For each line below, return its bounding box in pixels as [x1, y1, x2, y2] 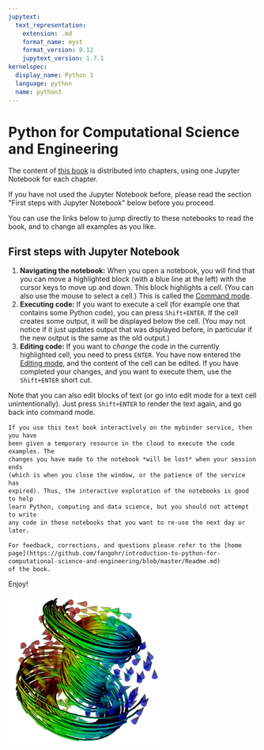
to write [8, 511, 37, 519]
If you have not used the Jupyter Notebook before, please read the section [8, 190, 251, 200]
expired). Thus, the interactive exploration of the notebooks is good [8, 487, 249, 495]
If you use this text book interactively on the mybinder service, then [8, 424, 253, 432]
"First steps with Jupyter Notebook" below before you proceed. [8, 198, 216, 207]
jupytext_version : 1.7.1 [22, 55, 104, 63]
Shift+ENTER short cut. [19, 375, 92, 385]
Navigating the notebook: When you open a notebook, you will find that [19, 266, 255, 276]
